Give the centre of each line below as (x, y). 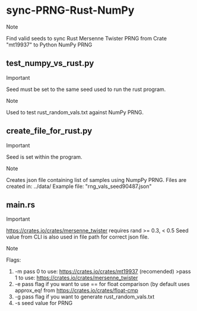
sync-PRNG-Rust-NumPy (70, 10)
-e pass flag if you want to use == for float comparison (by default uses (102, 284)
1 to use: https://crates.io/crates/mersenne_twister (76, 278)
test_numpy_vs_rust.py (50, 63)
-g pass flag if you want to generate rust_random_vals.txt (85, 297)
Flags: (14, 260)
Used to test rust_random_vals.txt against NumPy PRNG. (75, 112)
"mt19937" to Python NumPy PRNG (49, 45)
